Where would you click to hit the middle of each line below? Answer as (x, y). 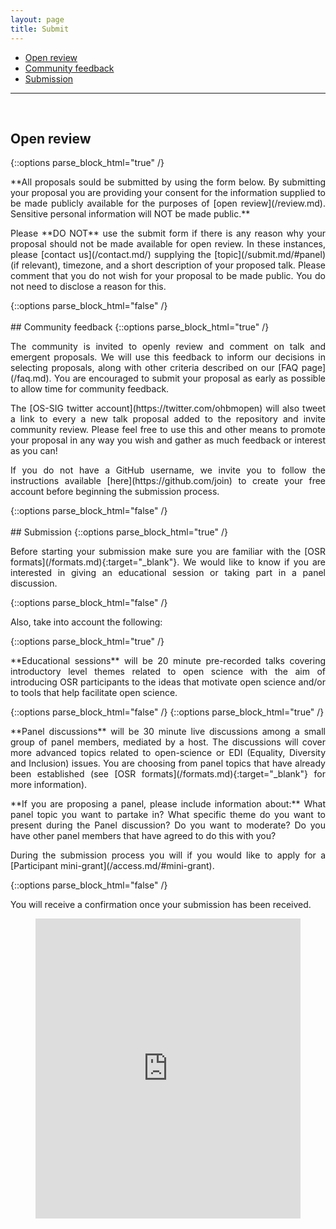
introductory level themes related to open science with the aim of (168, 672)
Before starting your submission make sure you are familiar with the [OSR (168, 552)
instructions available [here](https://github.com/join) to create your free (168, 481)
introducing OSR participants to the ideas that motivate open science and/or (168, 682)
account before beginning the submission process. (115, 492)
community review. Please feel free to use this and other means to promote (168, 430)
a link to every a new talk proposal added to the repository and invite (168, 419)
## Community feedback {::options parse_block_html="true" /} (140, 327)
